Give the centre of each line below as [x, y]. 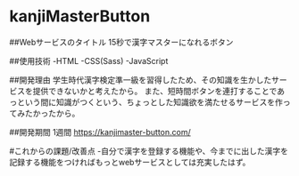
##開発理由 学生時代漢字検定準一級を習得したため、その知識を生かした [141, 80]
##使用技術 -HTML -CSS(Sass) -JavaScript [89, 60]
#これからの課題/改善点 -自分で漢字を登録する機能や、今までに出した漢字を [149, 151]
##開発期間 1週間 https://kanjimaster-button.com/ [100, 132]
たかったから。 [52, 113]
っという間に [33, 102]
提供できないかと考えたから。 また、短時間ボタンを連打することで [155, 91]
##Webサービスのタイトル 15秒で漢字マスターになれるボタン [121, 42]
